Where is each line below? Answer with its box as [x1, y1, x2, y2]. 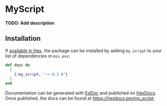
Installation [5, 34, 41, 43]
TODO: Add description [5, 20, 55, 26]
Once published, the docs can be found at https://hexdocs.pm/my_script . [5, 96, 156, 102]
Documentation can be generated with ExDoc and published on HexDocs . [5, 90, 157, 96]
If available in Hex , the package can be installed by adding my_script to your [5, 47, 162, 53]
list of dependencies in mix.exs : [5, 53, 70, 59]
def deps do [5, 62, 30, 68]
